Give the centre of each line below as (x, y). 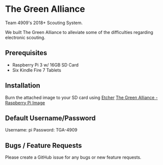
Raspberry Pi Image (25, 102)
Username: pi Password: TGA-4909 (41, 130)
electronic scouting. (25, 37)
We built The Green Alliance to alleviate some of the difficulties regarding (79, 32)
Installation (23, 85)
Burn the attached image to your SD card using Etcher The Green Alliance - (81, 98)
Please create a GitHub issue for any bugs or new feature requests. (73, 157)
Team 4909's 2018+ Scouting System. (44, 23)
